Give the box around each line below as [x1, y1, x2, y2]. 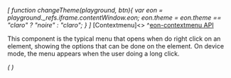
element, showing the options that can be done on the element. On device [7, 42, 225, 50]
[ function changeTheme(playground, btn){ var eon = [7, 6, 163, 14]
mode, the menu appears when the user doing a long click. [7, 49, 180, 58]
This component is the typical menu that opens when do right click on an [7, 34, 221, 43]
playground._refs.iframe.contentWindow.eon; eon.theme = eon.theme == [7, 13, 222, 22]
